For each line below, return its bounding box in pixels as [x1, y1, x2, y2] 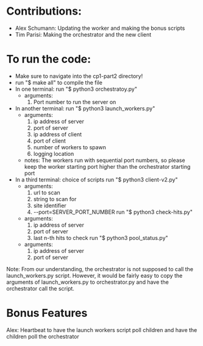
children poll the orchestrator [6, 333, 79, 340]
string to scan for [33, 195, 77, 202]
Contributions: [6, 4, 82, 18]
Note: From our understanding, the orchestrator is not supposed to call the [6, 265, 194, 272]
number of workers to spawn [33, 143, 107, 150]
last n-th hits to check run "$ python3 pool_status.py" [33, 234, 169, 241]
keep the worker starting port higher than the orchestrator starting [24, 163, 191, 170]
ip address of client [33, 130, 82, 138]
